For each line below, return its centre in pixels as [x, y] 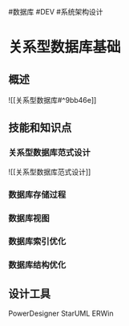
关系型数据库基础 [65, 47]
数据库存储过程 [37, 194]
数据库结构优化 [37, 265]
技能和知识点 [40, 128]
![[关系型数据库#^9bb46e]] [52, 100]
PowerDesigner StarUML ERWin [61, 314]
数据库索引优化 [37, 242]
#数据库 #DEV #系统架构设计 [56, 12]
